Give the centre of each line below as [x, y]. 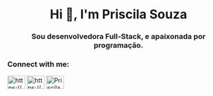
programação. [118, 45]
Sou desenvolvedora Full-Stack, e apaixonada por [118, 37]
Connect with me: [38, 64]
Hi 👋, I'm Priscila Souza [118, 14]
